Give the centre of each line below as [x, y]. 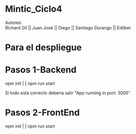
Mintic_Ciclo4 [34, 9]
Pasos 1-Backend [41, 70]
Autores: [14, 22]
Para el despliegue [44, 48]
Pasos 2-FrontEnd [42, 113]
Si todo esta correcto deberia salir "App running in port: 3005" [68, 93]
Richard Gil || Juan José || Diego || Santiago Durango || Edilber [68, 27]
